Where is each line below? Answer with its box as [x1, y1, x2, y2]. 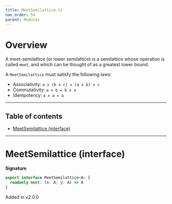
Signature [5, 165, 27, 172]
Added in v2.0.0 [5, 194, 39, 200]
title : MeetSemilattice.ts [5, 7, 63, 13]
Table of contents [5, 112, 62, 120]
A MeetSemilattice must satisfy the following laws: [5, 71, 112, 77]
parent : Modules [5, 17, 40, 22]
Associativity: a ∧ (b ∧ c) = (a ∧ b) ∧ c [12, 81, 100, 88]
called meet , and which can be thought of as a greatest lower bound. [5, 62, 149, 68]
